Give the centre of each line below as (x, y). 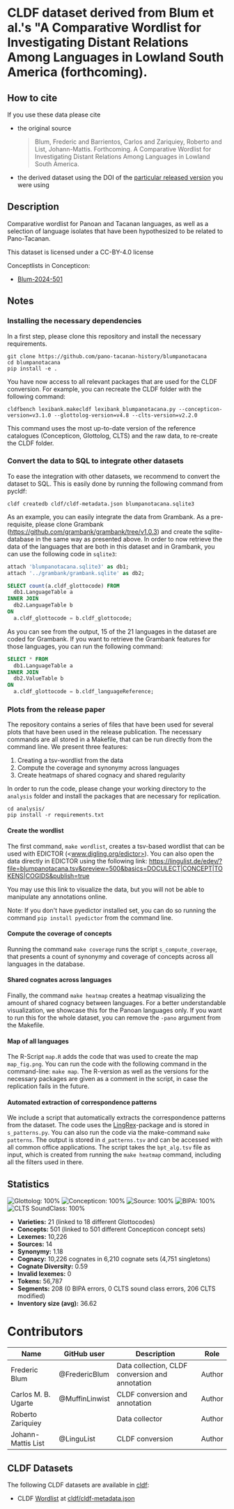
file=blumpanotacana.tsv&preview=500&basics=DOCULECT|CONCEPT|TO (115, 868)
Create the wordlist (36, 830)
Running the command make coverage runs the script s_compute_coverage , (112, 949)
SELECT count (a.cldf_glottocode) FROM (63, 586)
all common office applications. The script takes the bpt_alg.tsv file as (109, 1147)
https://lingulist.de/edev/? (186, 861)
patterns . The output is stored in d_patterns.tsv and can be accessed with (115, 1140)
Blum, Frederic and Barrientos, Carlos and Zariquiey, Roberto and (128, 142)
